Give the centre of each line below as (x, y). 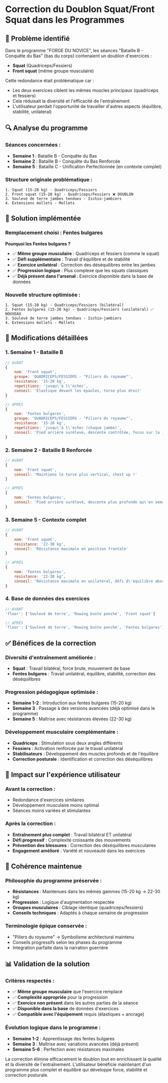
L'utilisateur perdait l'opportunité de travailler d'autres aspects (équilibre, (87, 106)
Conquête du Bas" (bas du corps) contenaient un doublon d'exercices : (78, 56)
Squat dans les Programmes (65, 20)
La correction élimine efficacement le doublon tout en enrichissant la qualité (83, 1059)
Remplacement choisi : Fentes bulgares (54, 233)
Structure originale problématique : (49, 179)
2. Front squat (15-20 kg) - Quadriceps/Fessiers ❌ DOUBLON (69, 194)
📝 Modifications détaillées (47, 338)
